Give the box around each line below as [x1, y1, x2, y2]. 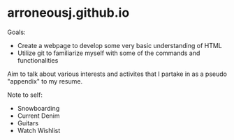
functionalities [17, 56, 59, 64]
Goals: [7, 28, 26, 36]
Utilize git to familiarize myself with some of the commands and [17, 49, 200, 57]
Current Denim [17, 111, 60, 120]
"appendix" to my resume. [7, 77, 82, 85]
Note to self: [7, 91, 43, 99]
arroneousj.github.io [7, 5, 130, 21]
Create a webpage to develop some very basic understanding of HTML [17, 41, 222, 49]
